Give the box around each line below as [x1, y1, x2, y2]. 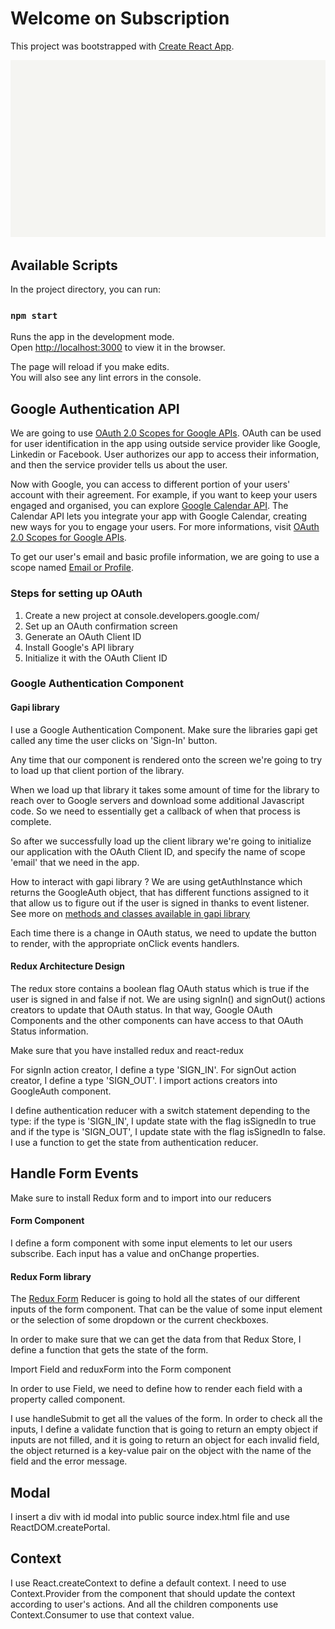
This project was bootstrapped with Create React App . [10, 40, 235, 52]
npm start [10, 310, 58, 322]
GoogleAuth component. [10, 1085, 112, 1097]
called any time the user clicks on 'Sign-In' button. [10, 734, 218, 746]
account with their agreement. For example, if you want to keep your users [10, 489, 318, 501]
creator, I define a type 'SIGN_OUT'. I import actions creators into [10, 1074, 278, 1086]
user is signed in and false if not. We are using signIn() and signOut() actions [10, 993, 326, 1005]
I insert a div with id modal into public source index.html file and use [10, 1510, 290, 1522]
